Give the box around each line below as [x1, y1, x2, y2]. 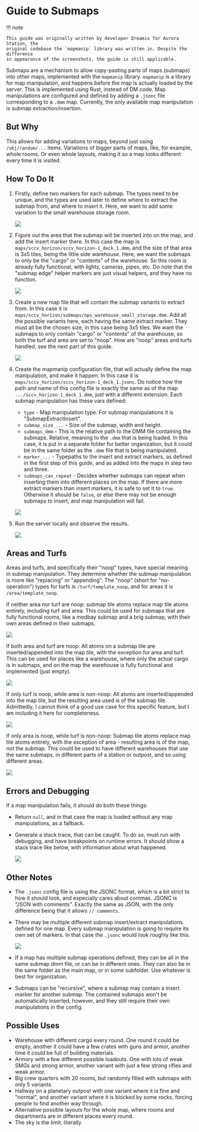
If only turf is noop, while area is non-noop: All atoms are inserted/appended [6, 691, 194, 698]
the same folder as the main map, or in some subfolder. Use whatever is [14, 966, 191, 974]
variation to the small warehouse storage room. [14, 208, 131, 216]
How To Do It [6, 174, 55, 184]
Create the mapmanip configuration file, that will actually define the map [14, 365, 192, 373]
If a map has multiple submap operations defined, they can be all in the [14, 954, 189, 961]
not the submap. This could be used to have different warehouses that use [6, 745, 189, 752]
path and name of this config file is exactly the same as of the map [14, 384, 178, 391]
